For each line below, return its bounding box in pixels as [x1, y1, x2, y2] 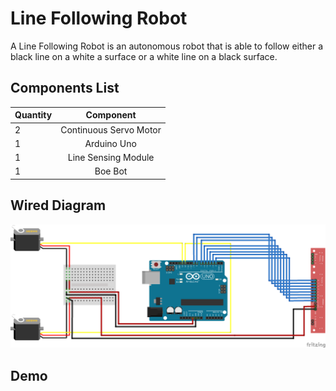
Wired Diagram [10, 197, 107, 214]
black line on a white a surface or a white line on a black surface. [10, 50, 278, 62]
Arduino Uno [84, 137, 137, 149]
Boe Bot [94, 165, 128, 177]
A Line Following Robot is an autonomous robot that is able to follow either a [10, 40, 324, 52]
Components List [10, 80, 120, 97]
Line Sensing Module [67, 152, 155, 163]
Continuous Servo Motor [60, 123, 162, 136]
